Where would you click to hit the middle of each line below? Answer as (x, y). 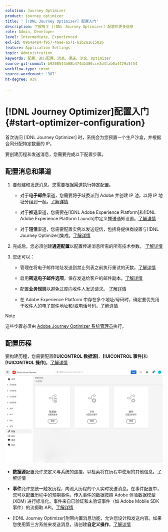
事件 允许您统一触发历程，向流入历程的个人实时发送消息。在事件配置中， (87, 488)
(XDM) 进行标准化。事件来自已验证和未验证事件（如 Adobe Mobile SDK (86, 501)
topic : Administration (29, 53)
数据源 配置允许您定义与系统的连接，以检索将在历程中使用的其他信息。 (85, 471)
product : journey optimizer (34, 16)
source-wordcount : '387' (31, 74)
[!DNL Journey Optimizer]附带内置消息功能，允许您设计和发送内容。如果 (87, 518)
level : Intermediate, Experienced (41, 37)
